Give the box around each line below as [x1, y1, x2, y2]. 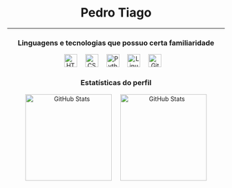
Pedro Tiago [80, 5, 152, 21]
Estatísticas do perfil [80, 78, 152, 88]
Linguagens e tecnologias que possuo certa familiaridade [17, 38, 215, 48]
